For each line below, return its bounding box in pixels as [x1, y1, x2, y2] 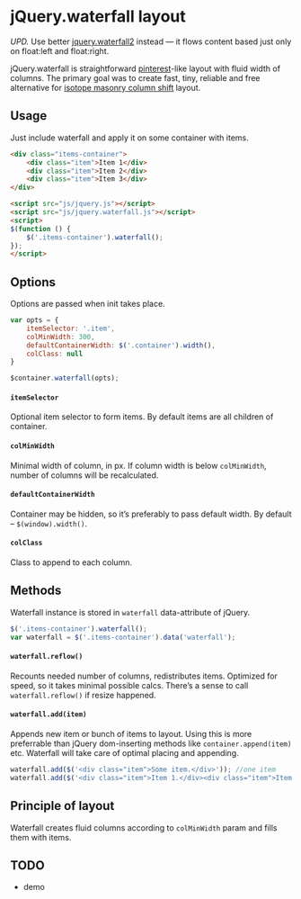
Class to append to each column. [10, 557, 133, 568]
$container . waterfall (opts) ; [10, 373, 120, 383]
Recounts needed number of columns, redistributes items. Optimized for [10, 670, 278, 681]
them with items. [10, 832, 72, 842]
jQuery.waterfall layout [10, 6, 187, 27]
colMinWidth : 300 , [26, 332, 95, 341]
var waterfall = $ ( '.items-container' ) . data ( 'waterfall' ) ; [10, 633, 236, 642]
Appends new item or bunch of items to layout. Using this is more [10, 728, 252, 739]
